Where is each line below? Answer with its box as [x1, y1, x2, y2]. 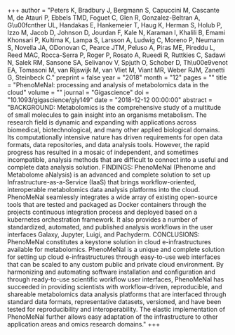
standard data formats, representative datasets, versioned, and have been [7, 298, 222, 305]
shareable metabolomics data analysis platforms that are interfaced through [7, 290, 227, 298]
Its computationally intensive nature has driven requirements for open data [7, 133, 223, 141]
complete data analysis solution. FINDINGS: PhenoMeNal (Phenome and [7, 163, 216, 171]
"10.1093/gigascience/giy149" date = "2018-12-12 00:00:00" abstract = [7, 96, 213, 104]
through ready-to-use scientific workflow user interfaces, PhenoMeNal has [7, 275, 224, 284]
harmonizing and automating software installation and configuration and [7, 267, 216, 276]
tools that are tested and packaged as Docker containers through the [7, 201, 207, 208]
